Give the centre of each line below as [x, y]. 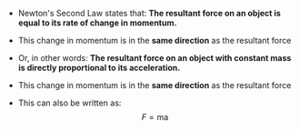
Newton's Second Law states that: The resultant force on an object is [150, 13]
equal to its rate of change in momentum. [97, 23]
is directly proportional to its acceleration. [99, 68]
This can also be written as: [70, 103]
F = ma [155, 117]
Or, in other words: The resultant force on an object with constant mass [155, 58]
